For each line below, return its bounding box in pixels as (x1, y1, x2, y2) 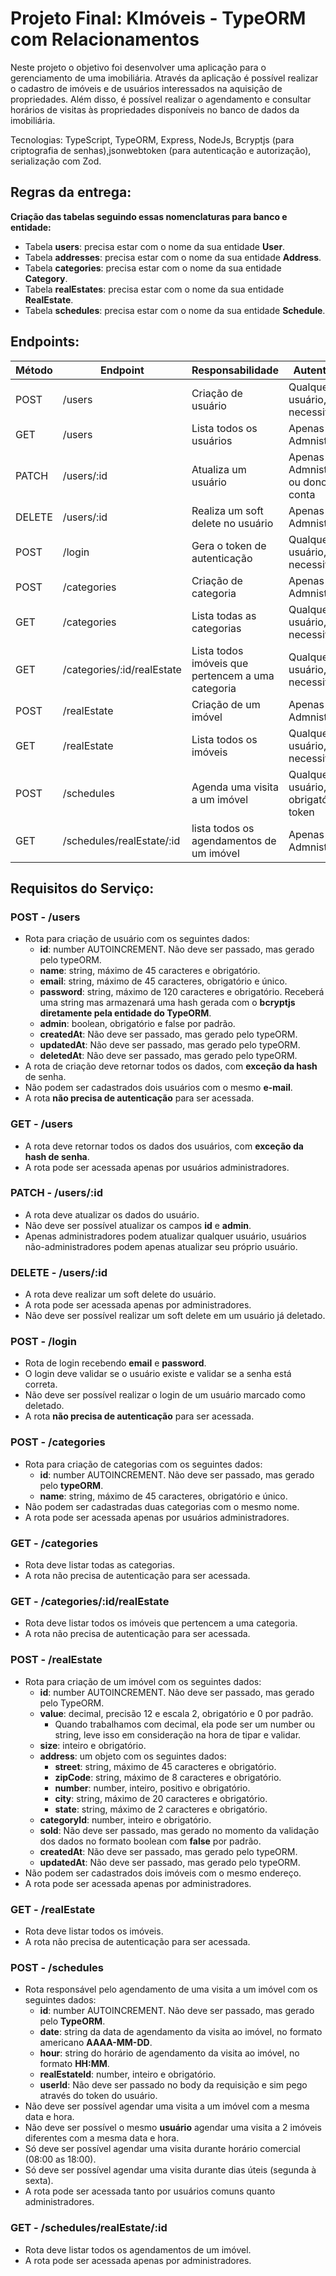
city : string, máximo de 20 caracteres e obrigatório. (54, 1792, 268, 1804)
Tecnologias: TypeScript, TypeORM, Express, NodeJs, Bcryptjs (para (10, 133, 295, 146)
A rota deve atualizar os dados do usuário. (24, 1208, 200, 1221)
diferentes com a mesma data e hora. (24, 2132, 180, 2144)
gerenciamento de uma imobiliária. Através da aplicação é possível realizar (10, 72, 319, 84)
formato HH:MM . (39, 2058, 110, 2070)
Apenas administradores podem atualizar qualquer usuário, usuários (24, 1230, 307, 1242)
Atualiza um (191, 462, 247, 476)
